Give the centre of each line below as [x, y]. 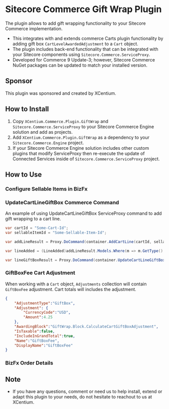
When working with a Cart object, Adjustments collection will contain [76, 284]
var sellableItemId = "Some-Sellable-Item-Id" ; [56, 233]
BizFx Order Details [29, 363]
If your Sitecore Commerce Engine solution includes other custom [81, 148]
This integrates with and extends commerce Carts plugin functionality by [88, 38]
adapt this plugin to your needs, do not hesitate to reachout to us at [82, 397]
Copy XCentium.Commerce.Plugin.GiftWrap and [60, 121]
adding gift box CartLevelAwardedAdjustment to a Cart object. [75, 43]
